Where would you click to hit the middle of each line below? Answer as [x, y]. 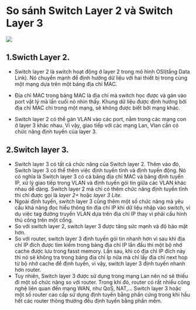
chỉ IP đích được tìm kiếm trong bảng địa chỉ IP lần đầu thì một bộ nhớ [98, 244]
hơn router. [28, 270]
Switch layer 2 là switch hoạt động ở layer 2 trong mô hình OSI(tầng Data [102, 71]
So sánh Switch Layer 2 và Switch [90, 11]
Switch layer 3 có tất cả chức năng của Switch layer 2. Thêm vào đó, [97, 164]
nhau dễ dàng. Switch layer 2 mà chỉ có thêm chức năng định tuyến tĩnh [101, 189]
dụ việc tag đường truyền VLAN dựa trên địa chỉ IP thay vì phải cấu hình [101, 213]
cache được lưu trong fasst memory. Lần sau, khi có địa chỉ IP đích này [100, 251]
